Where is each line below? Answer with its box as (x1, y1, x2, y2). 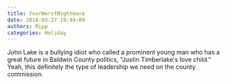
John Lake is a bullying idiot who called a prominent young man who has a (7, 48, 220, 56)
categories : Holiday (7, 29, 67, 36)
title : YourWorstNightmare (7, 10, 85, 17)
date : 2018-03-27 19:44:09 (7, 17, 85, 23)
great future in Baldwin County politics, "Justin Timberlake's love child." (7, 56, 212, 64)
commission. (7, 70, 44, 78)
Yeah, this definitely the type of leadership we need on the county (7, 63, 196, 71)
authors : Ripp (7, 23, 49, 30)
